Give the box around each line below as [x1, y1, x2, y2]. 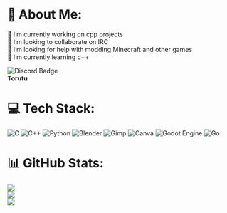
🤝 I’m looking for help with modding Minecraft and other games [7, 45, 193, 53]
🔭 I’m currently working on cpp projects [7, 30, 123, 38]
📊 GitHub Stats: [7, 155, 105, 172]
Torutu [7, 74, 28, 83]
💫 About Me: [7, 6, 83, 23]
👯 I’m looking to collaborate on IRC [7, 37, 109, 46]
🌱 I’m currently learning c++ [7, 53, 90, 61]
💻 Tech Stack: [7, 100, 95, 117]
